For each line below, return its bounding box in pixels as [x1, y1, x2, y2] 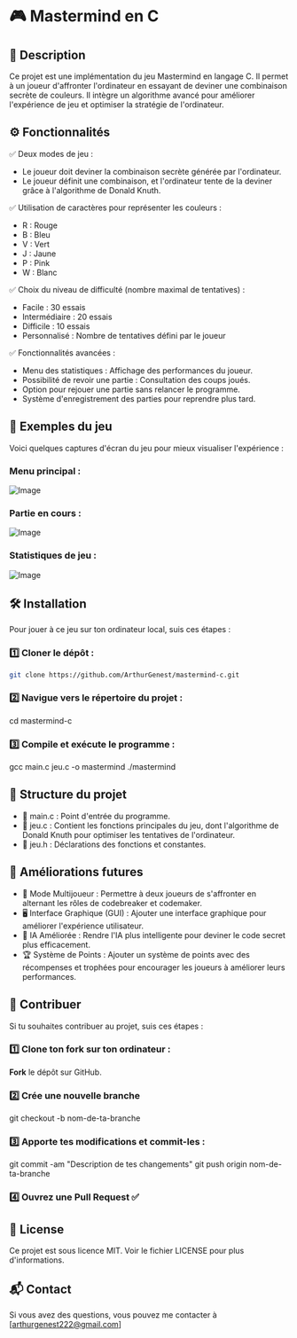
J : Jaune [21, 248, 57, 259]
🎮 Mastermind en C [9, 6, 160, 27]
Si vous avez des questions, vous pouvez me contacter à [9, 1309, 217, 1320]
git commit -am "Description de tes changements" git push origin [9, 1159, 248, 1170]
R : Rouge [21, 220, 58, 231]
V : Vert [21, 239, 51, 249]
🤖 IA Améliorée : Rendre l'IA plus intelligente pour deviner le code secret [21, 929, 285, 940]
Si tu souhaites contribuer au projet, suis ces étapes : [9, 1021, 204, 1031]
